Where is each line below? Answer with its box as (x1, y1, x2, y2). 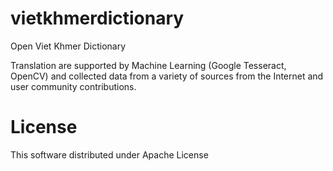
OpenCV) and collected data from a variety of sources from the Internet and (10, 70, 324, 82)
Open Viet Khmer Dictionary (10, 40, 127, 52)
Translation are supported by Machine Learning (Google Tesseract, (10, 59, 287, 71)
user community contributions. (10, 80, 137, 92)
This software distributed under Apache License (10, 148, 209, 161)
